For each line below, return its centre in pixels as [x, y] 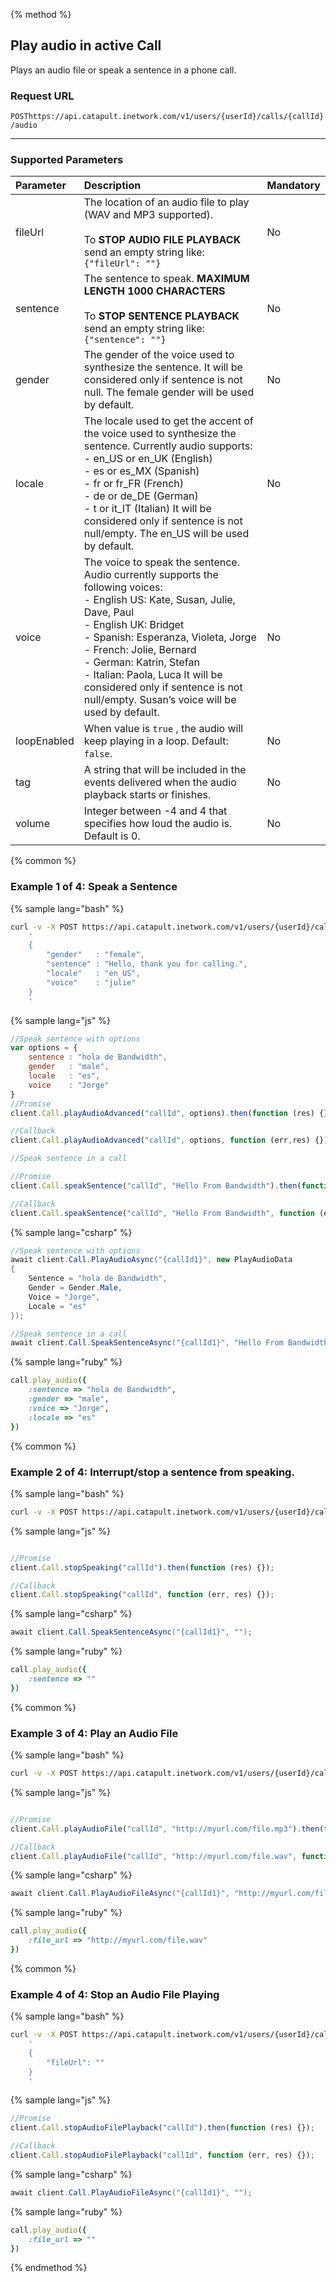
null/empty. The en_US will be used [166, 534]
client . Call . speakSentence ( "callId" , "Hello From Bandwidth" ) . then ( [156, 1185]
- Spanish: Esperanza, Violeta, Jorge [170, 637]
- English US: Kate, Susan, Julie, [159, 600]
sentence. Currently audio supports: [168, 446]
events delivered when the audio [160, 782]
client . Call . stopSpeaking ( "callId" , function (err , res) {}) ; [142, 1595]
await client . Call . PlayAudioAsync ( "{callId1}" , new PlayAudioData [151, 1260]
